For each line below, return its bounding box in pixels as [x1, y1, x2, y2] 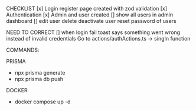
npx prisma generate [14, 69, 66, 76]
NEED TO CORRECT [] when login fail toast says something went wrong [6, 29, 181, 36]
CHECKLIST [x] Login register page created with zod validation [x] [6, 5, 167, 12]
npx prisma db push [14, 76, 64, 82]
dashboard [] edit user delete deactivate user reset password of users [6, 18, 177, 24]
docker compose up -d [14, 98, 71, 105]
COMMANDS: [6, 46, 40, 53]
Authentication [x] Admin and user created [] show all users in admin [6, 11, 173, 18]
